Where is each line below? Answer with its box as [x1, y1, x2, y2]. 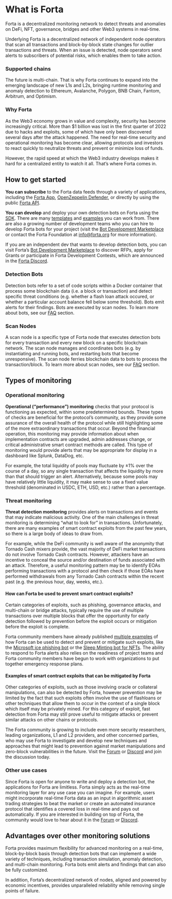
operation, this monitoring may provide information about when [5, 430, 139, 437]
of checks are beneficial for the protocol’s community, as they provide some [5, 414, 166, 420]
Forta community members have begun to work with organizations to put [5, 656, 160, 662]
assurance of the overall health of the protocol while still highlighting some [5, 419, 163, 426]
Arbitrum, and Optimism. [5, 93, 58, 100]
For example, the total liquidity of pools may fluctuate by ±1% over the [5, 462, 154, 468]
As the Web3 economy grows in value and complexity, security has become [5, 118, 166, 124]
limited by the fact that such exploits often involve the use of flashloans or [5, 695, 162, 701]
